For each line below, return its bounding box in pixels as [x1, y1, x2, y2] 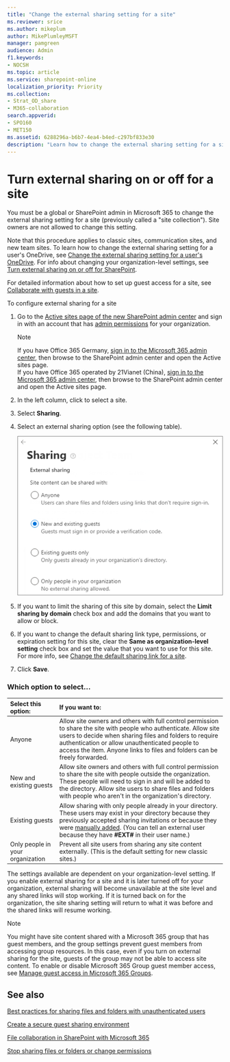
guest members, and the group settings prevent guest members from [7, 940, 203, 948]
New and [10, 774, 36, 782]
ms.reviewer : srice [7, 18, 63, 25]
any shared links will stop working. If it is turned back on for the [7, 892, 186, 900]
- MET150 [7, 127, 32, 134]
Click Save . [16, 665, 50, 674]
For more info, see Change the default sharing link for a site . [16, 652, 187, 660]
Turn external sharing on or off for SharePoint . [7, 266, 138, 274]
